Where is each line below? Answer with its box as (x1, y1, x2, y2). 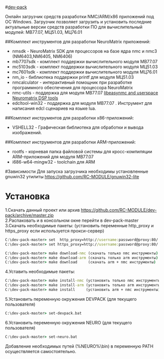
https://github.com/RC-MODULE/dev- (81, 207, 157, 213)
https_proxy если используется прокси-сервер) (5, 228, 104, 234)
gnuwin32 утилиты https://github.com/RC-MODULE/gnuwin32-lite (5, 174, 139, 179)
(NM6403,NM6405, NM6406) (12, 53, 73, 59)
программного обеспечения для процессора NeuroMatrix (12, 85, 133, 90)
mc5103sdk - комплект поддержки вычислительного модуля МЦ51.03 (12, 64, 158, 70)
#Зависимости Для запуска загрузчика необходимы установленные (5, 168, 149, 174)
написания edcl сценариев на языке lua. (12, 105, 96, 111)
